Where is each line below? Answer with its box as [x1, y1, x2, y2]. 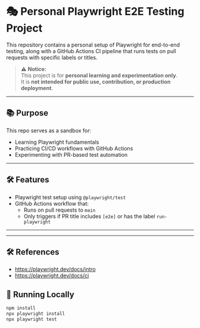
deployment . [20, 84, 54, 91]
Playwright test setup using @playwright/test [14, 193, 126, 200]
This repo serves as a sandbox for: [6, 126, 92, 134]
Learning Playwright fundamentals [14, 138, 99, 146]
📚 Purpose [6, 108, 49, 118]
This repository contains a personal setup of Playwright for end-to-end [6, 41, 180, 48]
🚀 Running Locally [6, 289, 74, 299]
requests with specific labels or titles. [6, 54, 98, 61]
